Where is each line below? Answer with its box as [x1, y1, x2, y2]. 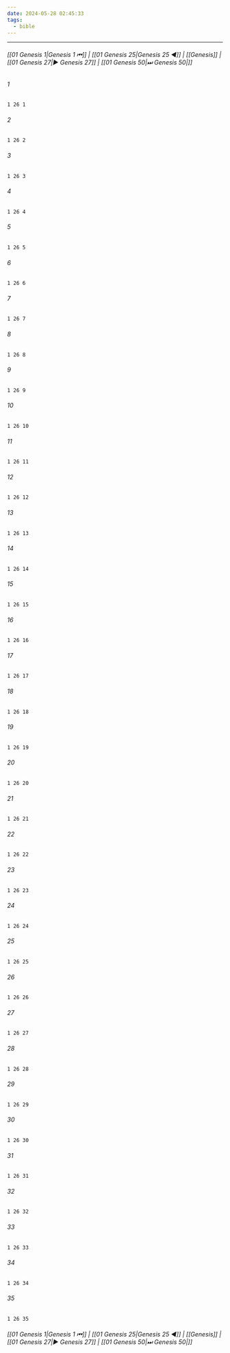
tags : [7, 16, 23, 23]
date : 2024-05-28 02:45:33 [7, 10, 84, 17]
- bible [13, 23, 36, 30]
